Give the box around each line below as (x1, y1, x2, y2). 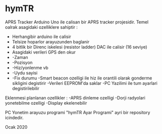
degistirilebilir (12, 85, 40, 91)
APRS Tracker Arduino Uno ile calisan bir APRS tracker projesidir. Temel (5, 19, 149, 25)
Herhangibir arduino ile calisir (12, 34, 72, 39)
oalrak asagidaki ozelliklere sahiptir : (5, 24, 78, 30)
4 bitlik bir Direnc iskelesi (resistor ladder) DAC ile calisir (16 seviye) (12, 44, 147, 50)
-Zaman (12, 54, 28, 60)
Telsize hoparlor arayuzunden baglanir (12, 38, 90, 44)
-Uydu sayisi (12, 70, 38, 76)
